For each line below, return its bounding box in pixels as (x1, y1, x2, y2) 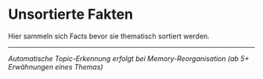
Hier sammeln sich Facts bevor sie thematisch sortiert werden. (8, 31, 210, 41)
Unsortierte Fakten (8, 5, 134, 23)
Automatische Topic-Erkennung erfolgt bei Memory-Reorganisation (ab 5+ (8, 53, 250, 63)
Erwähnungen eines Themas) (8, 62, 103, 71)
